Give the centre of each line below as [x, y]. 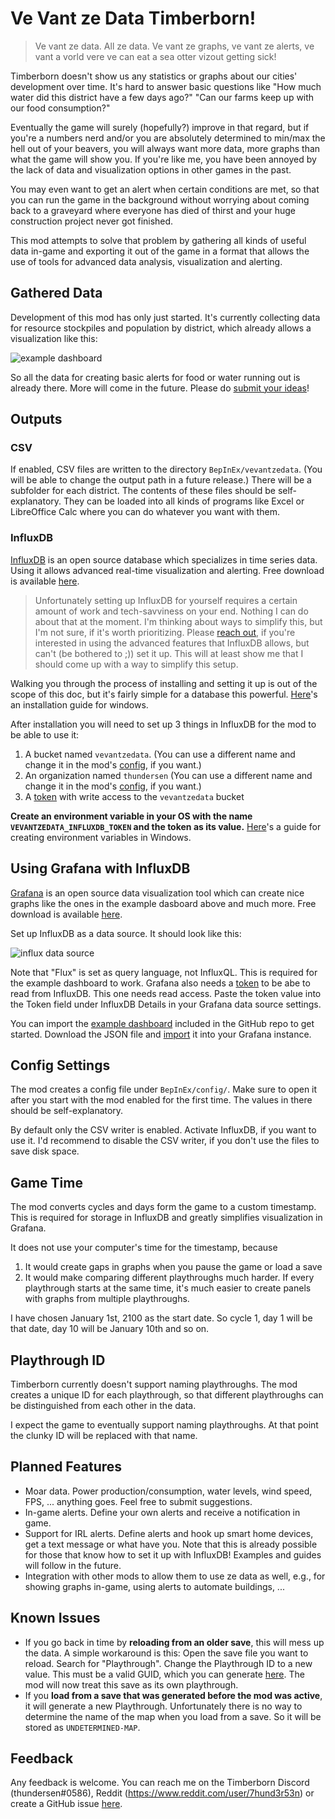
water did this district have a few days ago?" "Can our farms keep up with [162, 97]
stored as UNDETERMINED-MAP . [82, 1727]
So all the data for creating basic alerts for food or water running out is [155, 377]
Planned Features [66, 1467]
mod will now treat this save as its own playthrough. [131, 1684]
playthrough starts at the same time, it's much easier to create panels [168, 1288]
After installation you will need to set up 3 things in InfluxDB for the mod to [163, 724]
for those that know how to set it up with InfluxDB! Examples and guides [173, 1554]
